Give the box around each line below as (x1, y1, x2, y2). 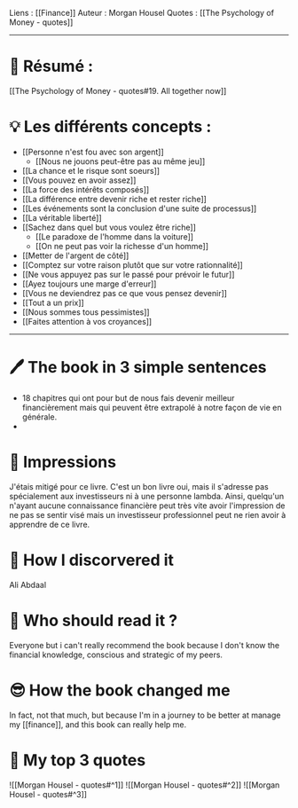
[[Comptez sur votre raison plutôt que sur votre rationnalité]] (21, 259, 244, 270)
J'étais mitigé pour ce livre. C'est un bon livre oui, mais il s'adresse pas (9, 481, 269, 491)
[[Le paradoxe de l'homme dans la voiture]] (35, 231, 193, 242)
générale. (21, 412, 58, 422)
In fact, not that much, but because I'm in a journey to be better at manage (9, 710, 281, 720)
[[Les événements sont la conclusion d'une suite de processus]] (21, 203, 257, 214)
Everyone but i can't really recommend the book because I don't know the (9, 639, 280, 650)
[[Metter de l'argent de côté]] (21, 250, 129, 261)
